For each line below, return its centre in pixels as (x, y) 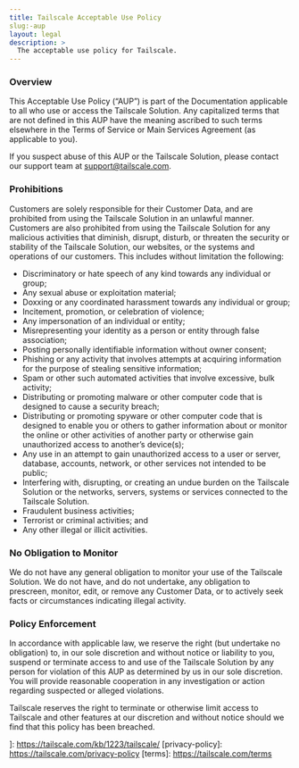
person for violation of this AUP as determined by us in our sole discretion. (146, 672)
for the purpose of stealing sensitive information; (112, 368)
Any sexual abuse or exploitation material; (99, 292)
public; (35, 472)
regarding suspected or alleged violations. (87, 691)
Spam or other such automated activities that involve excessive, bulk (148, 378)
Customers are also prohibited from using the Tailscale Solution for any (140, 228)
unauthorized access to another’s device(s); (103, 444)
